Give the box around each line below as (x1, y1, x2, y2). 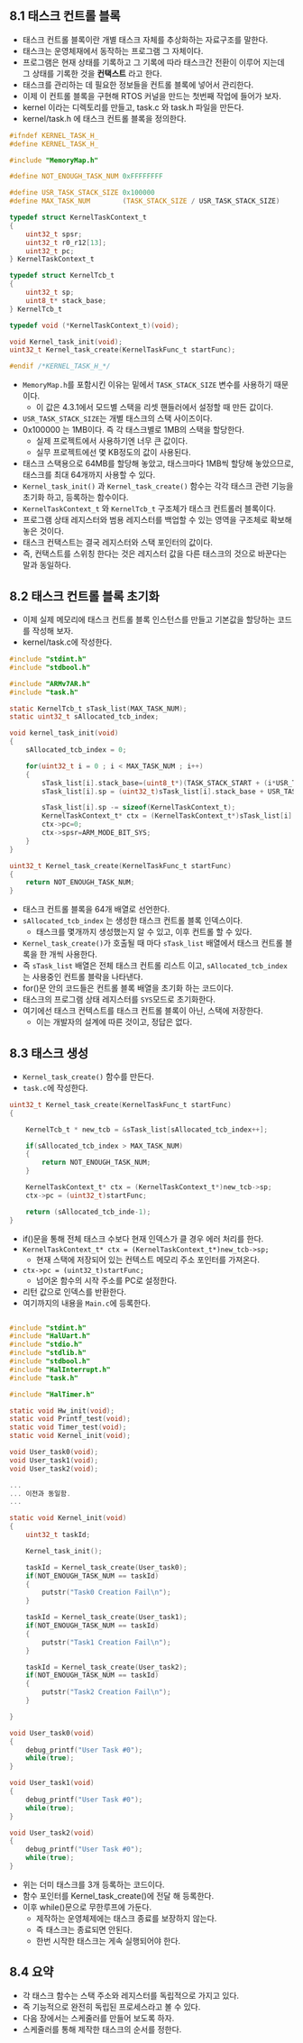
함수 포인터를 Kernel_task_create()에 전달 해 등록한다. (22, 1890, 215, 1901)
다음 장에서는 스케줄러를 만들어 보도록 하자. (22, 2012, 175, 2023)
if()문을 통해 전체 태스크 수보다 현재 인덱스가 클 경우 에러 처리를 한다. (22, 1233, 264, 1244)
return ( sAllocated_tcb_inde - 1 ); (25, 1207, 151, 1216)
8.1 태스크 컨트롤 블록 (9, 8, 121, 24)
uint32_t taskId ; (25, 1531, 91, 1540)
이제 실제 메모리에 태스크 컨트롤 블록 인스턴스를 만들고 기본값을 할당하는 (22, 614, 276, 625)
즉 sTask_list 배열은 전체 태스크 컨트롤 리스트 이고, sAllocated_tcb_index (22, 960, 289, 971)
